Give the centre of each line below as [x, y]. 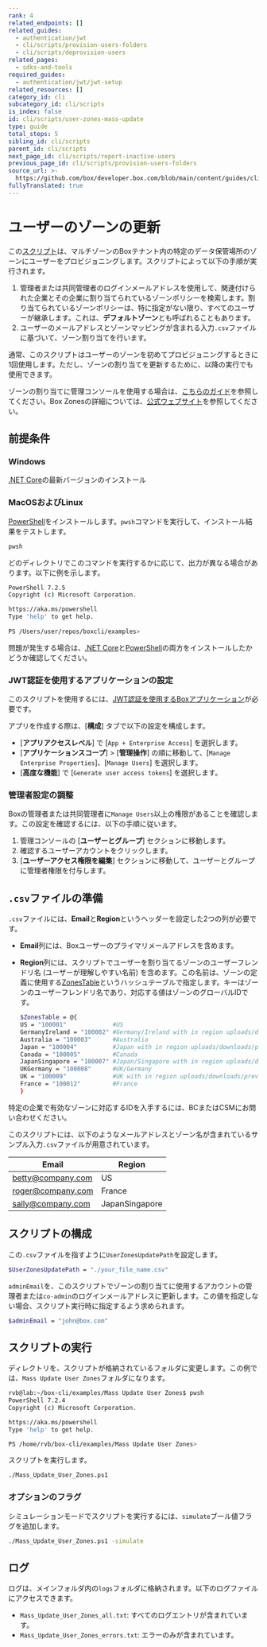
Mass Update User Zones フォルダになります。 [96, 1378]
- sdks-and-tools [44, 68]
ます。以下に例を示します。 [60, 573]
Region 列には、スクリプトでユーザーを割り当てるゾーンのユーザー [129, 962]
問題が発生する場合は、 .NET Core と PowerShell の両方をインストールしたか [130, 647]
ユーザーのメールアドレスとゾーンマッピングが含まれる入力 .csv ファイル [138, 328]
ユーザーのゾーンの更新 [85, 227]
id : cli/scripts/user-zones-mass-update [76, 119]
